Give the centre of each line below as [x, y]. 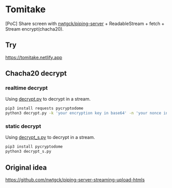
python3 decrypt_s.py [28, 152]
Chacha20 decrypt [36, 73]
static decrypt [23, 126]
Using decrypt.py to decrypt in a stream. [48, 99]
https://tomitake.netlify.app [34, 57]
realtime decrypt [27, 88]
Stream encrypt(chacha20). [35, 29]
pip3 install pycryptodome [34, 147]
